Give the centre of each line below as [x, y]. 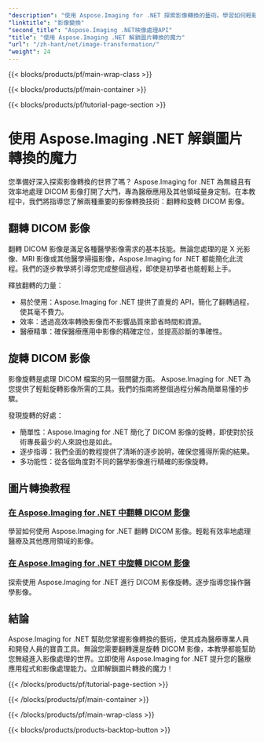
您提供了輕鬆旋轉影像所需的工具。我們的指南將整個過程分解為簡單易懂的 [125, 389]
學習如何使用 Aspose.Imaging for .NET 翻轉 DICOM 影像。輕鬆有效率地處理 [130, 532]
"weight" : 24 [29, 52]
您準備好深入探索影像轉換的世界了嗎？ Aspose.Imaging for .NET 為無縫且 [126, 181]
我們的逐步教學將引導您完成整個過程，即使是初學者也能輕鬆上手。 [128, 269]
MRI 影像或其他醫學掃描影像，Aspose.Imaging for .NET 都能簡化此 [129, 258]
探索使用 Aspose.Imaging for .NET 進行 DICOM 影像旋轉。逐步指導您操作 [126, 582]
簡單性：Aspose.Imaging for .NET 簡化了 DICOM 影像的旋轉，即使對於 [133, 432]
